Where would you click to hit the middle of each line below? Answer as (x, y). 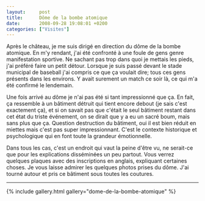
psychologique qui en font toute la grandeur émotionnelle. (79, 136)
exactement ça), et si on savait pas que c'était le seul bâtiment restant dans (101, 110)
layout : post (28, 12)
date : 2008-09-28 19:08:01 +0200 (57, 23)
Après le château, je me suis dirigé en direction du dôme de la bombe (94, 46)
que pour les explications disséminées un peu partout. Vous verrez (90, 155)
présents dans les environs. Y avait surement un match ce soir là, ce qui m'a (102, 79)
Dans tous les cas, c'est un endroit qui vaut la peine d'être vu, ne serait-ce (100, 148)
